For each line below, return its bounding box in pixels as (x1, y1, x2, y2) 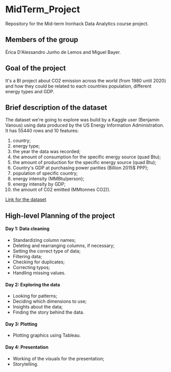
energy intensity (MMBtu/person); (12, 176, 84, 182)
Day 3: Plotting (5, 321, 37, 327)
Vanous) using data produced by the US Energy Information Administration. (5, 122, 164, 129)
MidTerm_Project (5, 4, 80, 15)
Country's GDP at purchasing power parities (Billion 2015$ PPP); (12, 165, 148, 171)
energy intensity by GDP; (12, 181, 66, 188)
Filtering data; (12, 253, 42, 259)
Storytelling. (12, 361, 38, 367)
